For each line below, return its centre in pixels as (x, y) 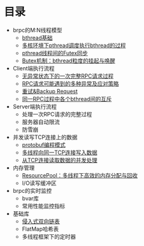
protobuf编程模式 (44, 144)
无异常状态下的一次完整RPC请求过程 (68, 76)
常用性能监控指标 (44, 206)
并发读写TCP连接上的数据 (45, 137)
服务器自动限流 (41, 122)
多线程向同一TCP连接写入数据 (59, 152)
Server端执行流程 (35, 106)
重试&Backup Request (50, 91)
